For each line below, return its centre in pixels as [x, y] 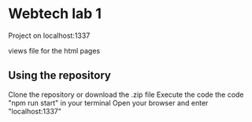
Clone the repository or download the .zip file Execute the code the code [126, 94]
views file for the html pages [54, 50]
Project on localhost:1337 [49, 35]
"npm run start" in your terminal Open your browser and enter [108, 102]
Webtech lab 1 [55, 14]
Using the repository [60, 76]
